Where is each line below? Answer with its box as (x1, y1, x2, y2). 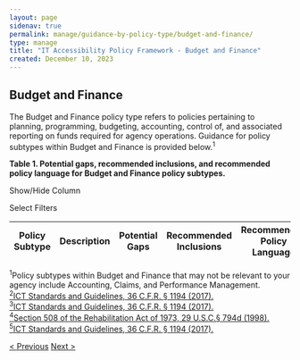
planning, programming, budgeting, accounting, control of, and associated (9, 121, 283, 131)
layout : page (9, 13, 58, 22)
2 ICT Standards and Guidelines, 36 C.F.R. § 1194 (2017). (9, 289, 214, 301)
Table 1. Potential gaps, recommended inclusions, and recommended (9, 158, 271, 170)
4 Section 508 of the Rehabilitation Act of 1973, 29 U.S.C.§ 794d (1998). (9, 311, 270, 323)
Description (59, 235, 111, 247)
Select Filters (9, 203, 58, 213)
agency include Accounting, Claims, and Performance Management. (9, 280, 261, 290)
